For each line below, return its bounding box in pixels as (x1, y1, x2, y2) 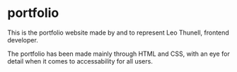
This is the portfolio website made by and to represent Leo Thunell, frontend (7, 28, 230, 37)
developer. (7, 35, 39, 44)
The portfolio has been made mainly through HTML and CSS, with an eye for (7, 49, 230, 58)
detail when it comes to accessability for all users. (7, 56, 154, 65)
